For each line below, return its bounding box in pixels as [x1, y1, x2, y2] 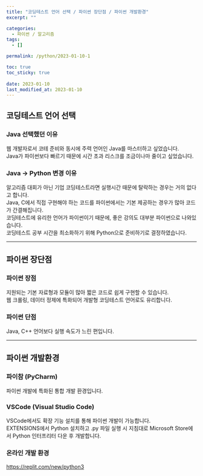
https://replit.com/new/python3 [6, 463, 85, 470]
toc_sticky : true [6, 69, 50, 76]
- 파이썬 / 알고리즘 [11, 31, 54, 37]
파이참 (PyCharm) [6, 372, 58, 381]
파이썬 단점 [6, 312, 37, 321]
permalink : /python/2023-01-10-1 [6, 53, 91, 59]
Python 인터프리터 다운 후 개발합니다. [12, 433, 101, 440]
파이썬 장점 [6, 274, 37, 282]
